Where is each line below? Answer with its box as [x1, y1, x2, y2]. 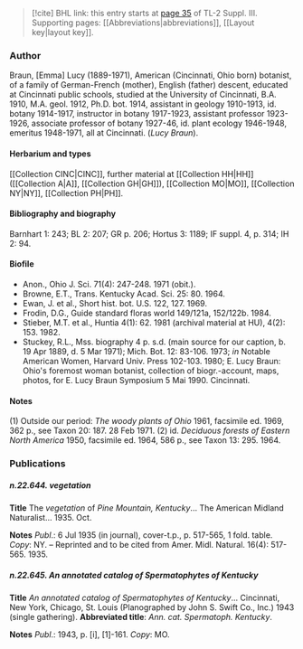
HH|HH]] [221, 168, 254, 179]
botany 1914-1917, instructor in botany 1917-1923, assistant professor [9, 108, 265, 119]
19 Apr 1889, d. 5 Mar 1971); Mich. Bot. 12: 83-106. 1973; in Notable [22, 345, 271, 356]
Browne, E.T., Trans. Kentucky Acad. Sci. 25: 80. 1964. [22, 288, 226, 299]
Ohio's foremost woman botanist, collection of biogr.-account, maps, [22, 365, 279, 376]
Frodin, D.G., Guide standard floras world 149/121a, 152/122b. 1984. [22, 307, 271, 318]
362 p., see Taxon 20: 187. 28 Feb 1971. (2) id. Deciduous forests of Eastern [9, 425, 290, 437]
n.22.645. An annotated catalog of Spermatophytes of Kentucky [9, 569, 259, 580]
